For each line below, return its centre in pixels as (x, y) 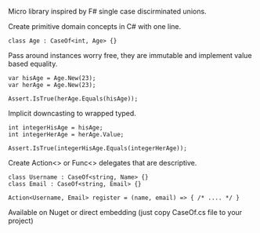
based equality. (33, 64)
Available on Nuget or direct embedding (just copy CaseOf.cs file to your (125, 212)
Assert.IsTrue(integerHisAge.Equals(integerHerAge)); (98, 148)
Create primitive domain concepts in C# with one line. (95, 26)
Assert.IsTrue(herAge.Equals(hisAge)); (73, 99)
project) (21, 220)
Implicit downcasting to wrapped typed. (72, 113)
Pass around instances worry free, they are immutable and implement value (130, 55)
